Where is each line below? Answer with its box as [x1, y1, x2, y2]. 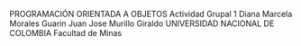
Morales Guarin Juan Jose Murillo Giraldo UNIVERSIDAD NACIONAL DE [9, 18, 275, 29]
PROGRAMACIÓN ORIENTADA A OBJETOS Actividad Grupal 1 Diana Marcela [9, 9, 293, 19]
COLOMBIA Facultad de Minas [9, 28, 123, 38]
